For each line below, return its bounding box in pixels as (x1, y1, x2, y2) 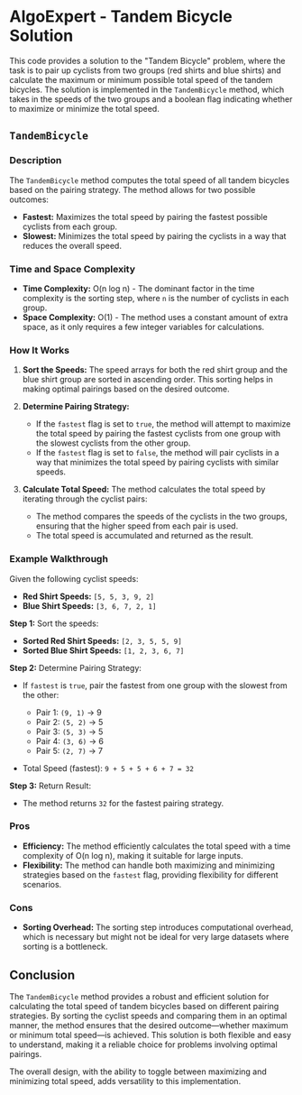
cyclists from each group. (22, 221, 118, 232)
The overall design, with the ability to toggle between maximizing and (9, 1066, 268, 1077)
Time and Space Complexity (9, 262, 136, 275)
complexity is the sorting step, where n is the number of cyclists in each (22, 292, 289, 303)
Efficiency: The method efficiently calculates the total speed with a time (22, 841, 291, 851)
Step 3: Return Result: (9, 780, 92, 791)
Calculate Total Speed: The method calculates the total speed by (22, 484, 266, 495)
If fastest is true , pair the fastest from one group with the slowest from (22, 679, 288, 691)
